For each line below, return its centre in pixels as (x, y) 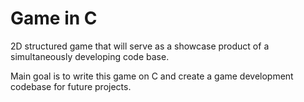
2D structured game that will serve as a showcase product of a (140, 46)
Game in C (54, 18)
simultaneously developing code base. (90, 56)
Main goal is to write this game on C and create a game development (152, 76)
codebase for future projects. (71, 86)
